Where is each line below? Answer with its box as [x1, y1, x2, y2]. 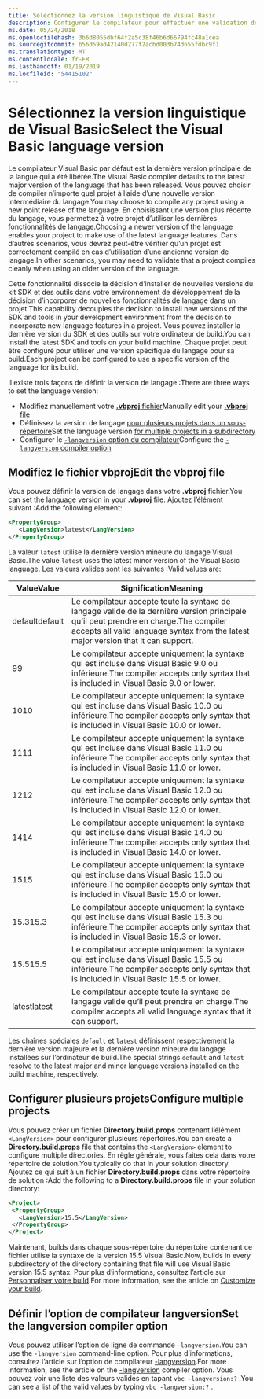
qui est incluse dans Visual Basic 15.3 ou [71, 911, 223, 922]
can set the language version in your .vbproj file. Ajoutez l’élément [8, 495, 224, 504]
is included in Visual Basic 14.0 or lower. [71, 847, 222, 857]
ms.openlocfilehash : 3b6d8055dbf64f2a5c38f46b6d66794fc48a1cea [8, 33, 220, 42]
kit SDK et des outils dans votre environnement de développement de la [8, 287, 240, 296]
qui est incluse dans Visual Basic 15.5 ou [71, 954, 223, 964]
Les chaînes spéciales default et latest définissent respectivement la [8, 1036, 235, 1045]
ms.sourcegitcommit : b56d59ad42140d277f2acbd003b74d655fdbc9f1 [8, 41, 220, 49]
